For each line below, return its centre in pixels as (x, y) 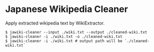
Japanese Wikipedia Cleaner (67, 9)
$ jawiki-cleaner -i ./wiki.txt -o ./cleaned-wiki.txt (64, 36)
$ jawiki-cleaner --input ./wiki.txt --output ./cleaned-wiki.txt (76, 32)
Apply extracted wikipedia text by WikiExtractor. (55, 23)
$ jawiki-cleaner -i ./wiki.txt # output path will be (64, 41)
